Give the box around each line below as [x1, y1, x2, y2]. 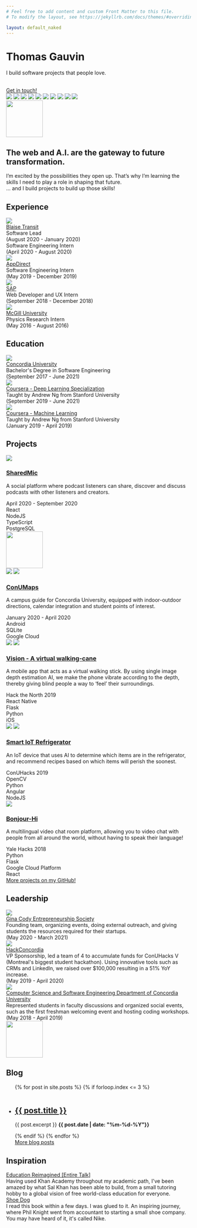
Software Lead [6, 230, 42, 237]
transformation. [6, 157, 66, 167]
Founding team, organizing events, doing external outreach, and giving [6, 921, 177, 928]
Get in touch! [6, 87, 38, 94]
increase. [6, 971, 29, 978]
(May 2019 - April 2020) [6, 977, 64, 984]
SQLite [6, 626, 22, 634]
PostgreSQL [6, 525, 35, 532]
